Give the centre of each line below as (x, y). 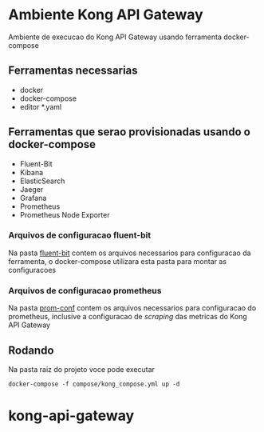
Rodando (31, 350)
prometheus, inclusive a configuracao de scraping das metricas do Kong (128, 317)
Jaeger (32, 189)
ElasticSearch (42, 181)
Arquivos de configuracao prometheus (85, 290)
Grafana (33, 198)
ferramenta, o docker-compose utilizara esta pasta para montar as (118, 261)
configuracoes (32, 270)
